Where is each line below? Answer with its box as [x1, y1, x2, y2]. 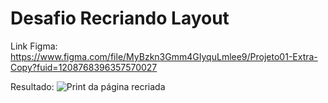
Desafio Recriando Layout [10, 7, 230, 30]
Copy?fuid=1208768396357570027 [10, 61, 158, 73]
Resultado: [10, 80, 55, 92]
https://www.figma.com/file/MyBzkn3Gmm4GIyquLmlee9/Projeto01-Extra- [10, 50, 318, 62]
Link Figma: [10, 40, 58, 52]
